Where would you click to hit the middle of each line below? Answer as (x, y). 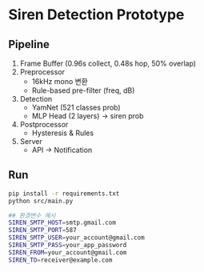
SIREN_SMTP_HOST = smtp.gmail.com (62, 223)
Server (31, 141)
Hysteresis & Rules (63, 133)
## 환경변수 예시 (32, 215)
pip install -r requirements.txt (64, 194)
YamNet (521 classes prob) (76, 107)
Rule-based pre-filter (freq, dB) (83, 90)
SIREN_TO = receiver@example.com (60, 260)
